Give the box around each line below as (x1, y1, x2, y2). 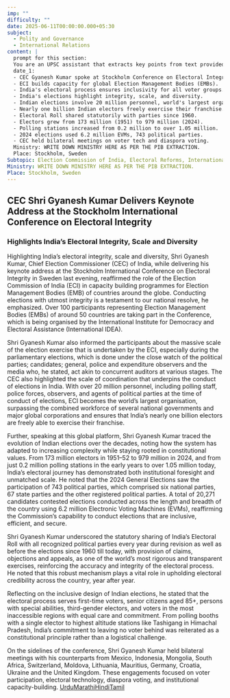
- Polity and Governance (13, 36, 84, 43)
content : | (7, 49, 38, 56)
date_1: (13, 67, 36, 74)
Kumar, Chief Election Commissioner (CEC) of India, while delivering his (7, 260, 209, 268)
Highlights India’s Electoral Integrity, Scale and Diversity (7, 237, 199, 246)
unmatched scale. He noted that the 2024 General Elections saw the (7, 476, 200, 484)
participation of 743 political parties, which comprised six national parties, (7, 483, 216, 491)
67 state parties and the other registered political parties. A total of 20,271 (7, 490, 216, 498)
